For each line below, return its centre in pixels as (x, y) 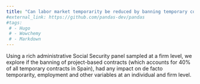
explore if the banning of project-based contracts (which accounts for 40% (99, 62)
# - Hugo (20, 28)
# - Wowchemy (25, 34)
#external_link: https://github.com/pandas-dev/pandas (76, 17)
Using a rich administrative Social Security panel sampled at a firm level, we (99, 56)
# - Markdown (25, 39)
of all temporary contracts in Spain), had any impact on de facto (85, 68)
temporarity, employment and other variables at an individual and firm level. (99, 75)
